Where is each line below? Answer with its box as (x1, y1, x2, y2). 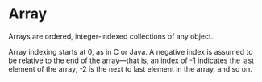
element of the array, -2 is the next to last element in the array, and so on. (8, 64, 252, 73)
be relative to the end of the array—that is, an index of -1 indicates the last (8, 55, 255, 65)
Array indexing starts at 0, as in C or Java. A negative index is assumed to (8, 47, 253, 56)
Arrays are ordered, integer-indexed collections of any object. (8, 31, 214, 41)
